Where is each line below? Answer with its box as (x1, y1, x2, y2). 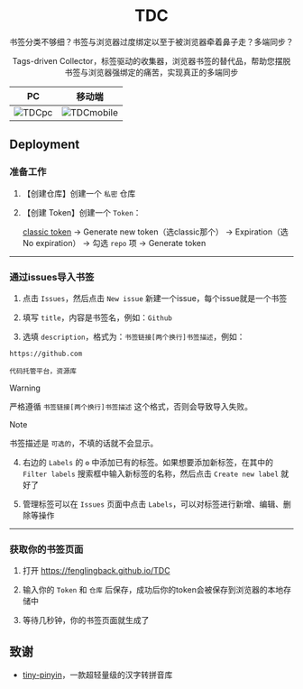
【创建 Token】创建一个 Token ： (22, 207, 142, 217)
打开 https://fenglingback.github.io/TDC (22, 565, 170, 576)
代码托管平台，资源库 (9, 366, 77, 375)
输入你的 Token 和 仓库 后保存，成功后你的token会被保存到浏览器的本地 (22, 584, 284, 595)
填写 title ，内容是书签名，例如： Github (22, 312, 173, 323)
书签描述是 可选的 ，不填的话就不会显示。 (9, 437, 159, 448)
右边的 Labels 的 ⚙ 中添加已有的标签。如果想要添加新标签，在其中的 (22, 456, 273, 467)
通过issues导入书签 (9, 271, 95, 283)
